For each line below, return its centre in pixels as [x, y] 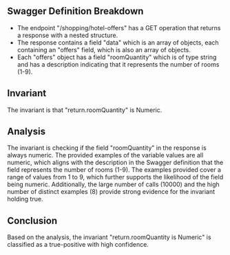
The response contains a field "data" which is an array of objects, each [118, 42]
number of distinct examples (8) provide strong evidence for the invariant [111, 192]
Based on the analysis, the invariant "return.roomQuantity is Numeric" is [109, 237]
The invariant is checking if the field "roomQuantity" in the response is [107, 148]
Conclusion [32, 220]
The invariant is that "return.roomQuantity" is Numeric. [85, 110]
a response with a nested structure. [67, 35]
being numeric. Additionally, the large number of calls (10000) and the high [114, 184]
